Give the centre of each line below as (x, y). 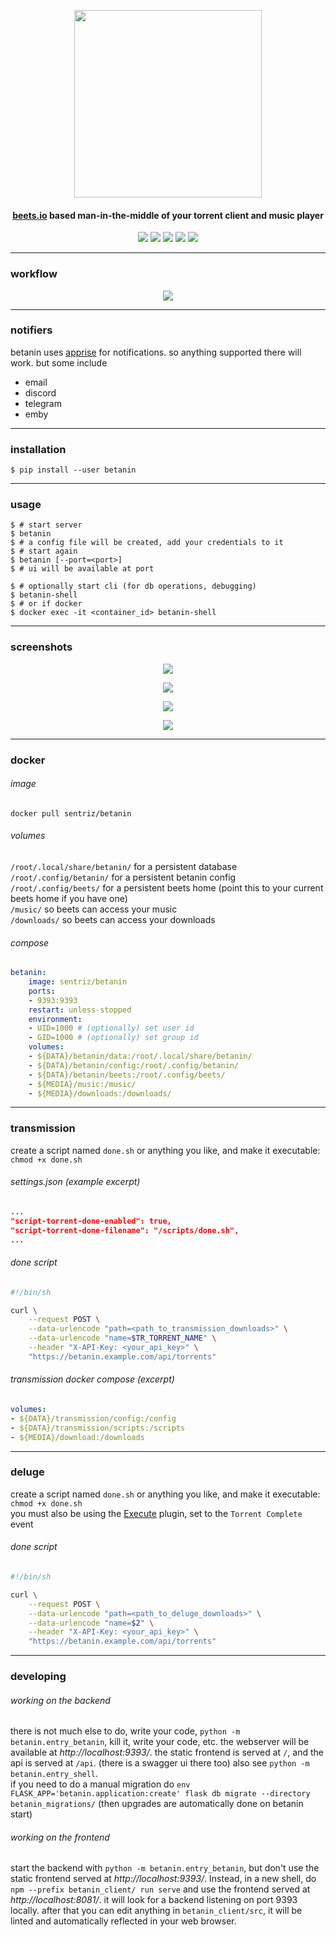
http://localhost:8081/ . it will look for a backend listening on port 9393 (154, 1900)
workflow (34, 274)
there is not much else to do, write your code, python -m (125, 1731)
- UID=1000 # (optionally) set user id (111, 1028)
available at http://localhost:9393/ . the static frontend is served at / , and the (167, 1752)
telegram (43, 403)
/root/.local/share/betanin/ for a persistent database (124, 867)
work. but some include (59, 362)
